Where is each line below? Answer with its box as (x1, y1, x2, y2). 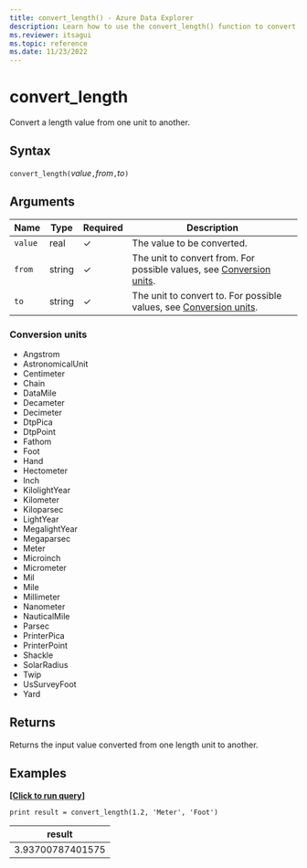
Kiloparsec (22, 503, 64, 514)
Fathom (22, 436, 52, 447)
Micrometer (22, 562, 67, 573)
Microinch (22, 552, 61, 563)
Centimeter (22, 367, 66, 379)
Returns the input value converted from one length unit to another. (9, 739, 259, 750)
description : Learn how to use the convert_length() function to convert (9, 22, 297, 31)
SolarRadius (22, 659, 69, 670)
